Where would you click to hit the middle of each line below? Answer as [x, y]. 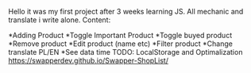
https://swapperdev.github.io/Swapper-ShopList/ [89, 60]
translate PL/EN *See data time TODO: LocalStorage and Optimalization [125, 52]
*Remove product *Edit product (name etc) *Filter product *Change [120, 44]
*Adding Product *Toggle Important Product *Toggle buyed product [120, 35]
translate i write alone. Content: [60, 20]
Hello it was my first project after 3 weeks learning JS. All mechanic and [126, 12]
